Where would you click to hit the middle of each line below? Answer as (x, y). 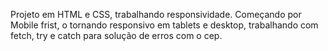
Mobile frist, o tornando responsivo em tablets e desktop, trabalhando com (164, 25)
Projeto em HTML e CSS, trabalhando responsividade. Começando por (156, 14)
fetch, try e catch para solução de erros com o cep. (116, 35)
